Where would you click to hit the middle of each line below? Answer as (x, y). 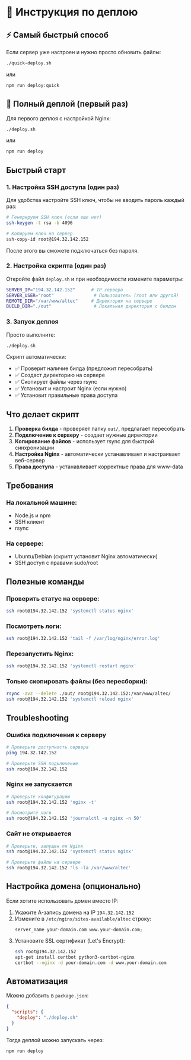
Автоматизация (37, 981)
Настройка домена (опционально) (74, 886)
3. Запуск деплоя (33, 322)
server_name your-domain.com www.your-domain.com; (79, 930)
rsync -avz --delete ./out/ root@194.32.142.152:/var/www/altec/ (88, 694)
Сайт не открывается (39, 834)
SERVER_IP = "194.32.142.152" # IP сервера (65, 290)
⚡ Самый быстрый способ (57, 35)
